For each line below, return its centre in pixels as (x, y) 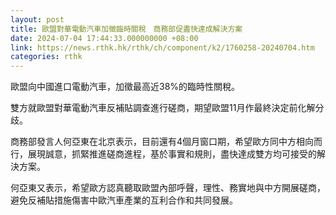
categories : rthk (46, 57)
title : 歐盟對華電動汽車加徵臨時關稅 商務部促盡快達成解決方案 (126, 29)
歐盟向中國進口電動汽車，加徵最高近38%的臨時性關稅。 (125, 87)
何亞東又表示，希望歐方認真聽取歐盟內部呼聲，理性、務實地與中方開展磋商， (168, 188)
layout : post (37, 19)
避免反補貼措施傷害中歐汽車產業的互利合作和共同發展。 (124, 200)
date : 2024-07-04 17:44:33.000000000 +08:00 (104, 38)
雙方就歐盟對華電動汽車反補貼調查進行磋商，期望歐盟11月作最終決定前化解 (163, 108)
